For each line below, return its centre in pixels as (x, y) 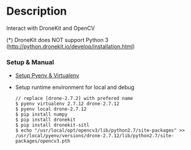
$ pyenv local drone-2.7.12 (51, 109)
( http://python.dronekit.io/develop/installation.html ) (71, 46)
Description (37, 11)
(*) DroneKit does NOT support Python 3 (57, 40)
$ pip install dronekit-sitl (52, 125)
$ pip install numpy (41, 115)
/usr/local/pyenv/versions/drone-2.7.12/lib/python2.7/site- (95, 136)
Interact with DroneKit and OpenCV (51, 28)
